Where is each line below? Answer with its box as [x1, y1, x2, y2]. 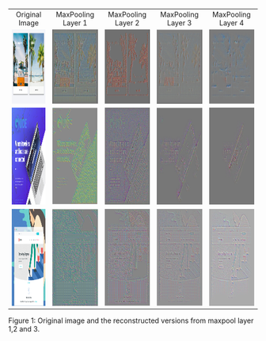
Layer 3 [167, 17, 192, 28]
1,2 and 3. [8, 324, 40, 333]
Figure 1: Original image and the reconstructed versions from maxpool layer [8, 316, 254, 325]
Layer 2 [114, 17, 140, 28]
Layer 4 [218, 17, 244, 28]
